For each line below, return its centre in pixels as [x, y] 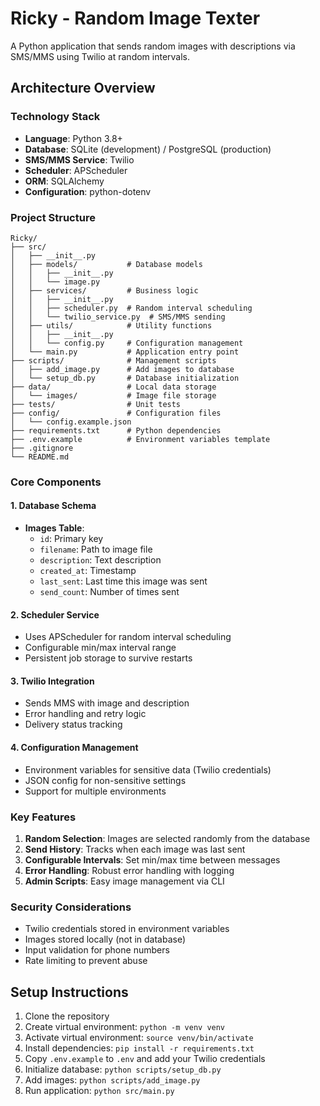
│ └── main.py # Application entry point [125, 352]
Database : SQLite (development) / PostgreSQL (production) [148, 149]
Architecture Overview [83, 88]
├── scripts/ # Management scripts [113, 360]
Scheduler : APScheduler [76, 170]
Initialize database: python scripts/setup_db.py [123, 1069]
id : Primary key [71, 539]
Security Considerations [71, 907]
